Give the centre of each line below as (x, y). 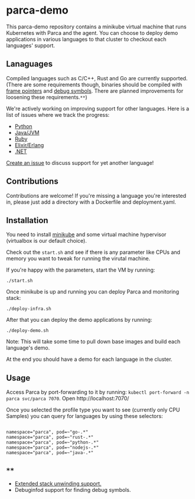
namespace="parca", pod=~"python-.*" (53, 443)
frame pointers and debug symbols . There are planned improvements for (95, 91)
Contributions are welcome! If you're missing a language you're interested (96, 195)
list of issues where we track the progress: (58, 115)
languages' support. (30, 45)
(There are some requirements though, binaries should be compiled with (94, 84)
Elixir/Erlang (29, 145)
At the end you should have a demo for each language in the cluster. (89, 359)
